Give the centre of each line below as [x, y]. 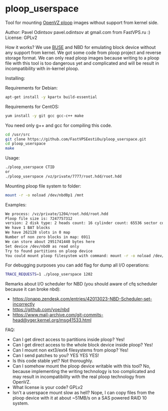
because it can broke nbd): [33, 289]
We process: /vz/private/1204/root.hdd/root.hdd [57, 214]
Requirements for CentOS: [32, 106]
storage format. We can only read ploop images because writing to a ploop [82, 57]
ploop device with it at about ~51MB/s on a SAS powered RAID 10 [79, 398]
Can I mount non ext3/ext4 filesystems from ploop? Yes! [70, 350]
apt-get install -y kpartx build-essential [51, 97]
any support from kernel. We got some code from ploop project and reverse [83, 52]
